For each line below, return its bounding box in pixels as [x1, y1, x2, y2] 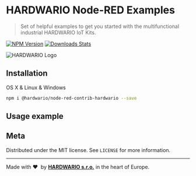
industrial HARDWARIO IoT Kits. [20, 29, 96, 36]
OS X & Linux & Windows [6, 84, 66, 91]
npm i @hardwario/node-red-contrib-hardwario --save [6, 95, 137, 101]
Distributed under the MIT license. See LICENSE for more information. [6, 146, 171, 153]
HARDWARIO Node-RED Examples [6, 3, 175, 17]
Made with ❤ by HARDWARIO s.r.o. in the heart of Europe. [6, 163, 150, 170]
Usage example [6, 111, 64, 121]
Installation [6, 68, 48, 79]
